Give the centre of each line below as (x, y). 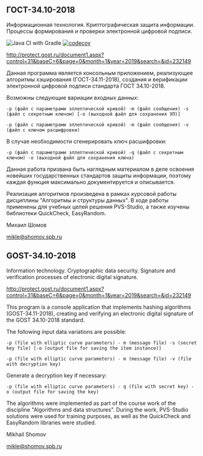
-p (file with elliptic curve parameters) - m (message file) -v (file (99, 359)
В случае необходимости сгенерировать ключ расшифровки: (87, 141)
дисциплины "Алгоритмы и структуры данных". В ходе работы (88, 200)
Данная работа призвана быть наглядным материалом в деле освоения (100, 169)
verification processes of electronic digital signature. (72, 277)
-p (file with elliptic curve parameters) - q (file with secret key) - (100, 386)
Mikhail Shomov (26, 434)
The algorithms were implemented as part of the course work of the (91, 403)
